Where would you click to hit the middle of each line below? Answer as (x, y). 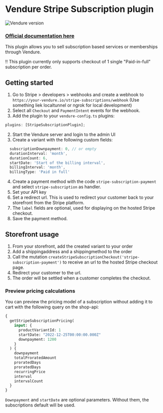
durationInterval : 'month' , (39, 153)
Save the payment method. (40, 219)
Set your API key (29, 192)
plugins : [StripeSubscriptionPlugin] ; (45, 125)
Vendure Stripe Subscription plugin (80, 9)
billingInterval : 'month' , (38, 167)
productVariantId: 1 (40, 330)
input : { (23, 326)
